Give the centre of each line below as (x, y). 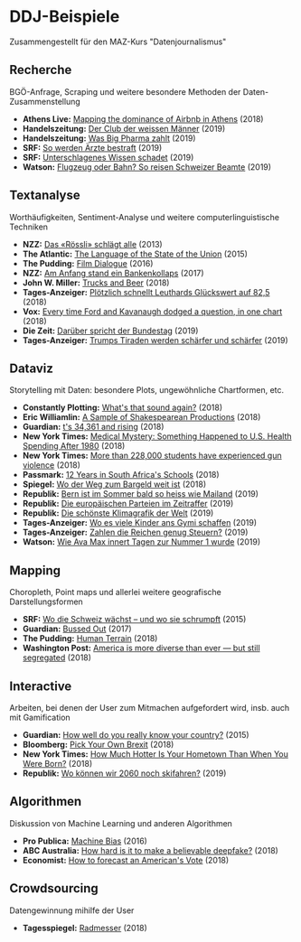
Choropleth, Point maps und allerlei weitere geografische (115, 592)
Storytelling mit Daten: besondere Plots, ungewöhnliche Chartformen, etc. (147, 390)
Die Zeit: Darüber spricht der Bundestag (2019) (110, 331)
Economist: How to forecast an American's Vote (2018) (126, 860)
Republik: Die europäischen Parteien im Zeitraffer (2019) (128, 504)
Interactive (41, 686)
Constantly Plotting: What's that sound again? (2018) (122, 407)
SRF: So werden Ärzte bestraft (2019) (92, 147)
